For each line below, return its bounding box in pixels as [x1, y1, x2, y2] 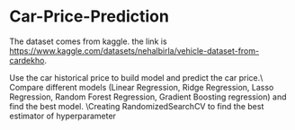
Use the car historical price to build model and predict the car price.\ [9, 72, 264, 82]
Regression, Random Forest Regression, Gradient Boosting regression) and [9, 91, 287, 102]
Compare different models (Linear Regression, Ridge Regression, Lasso [9, 82, 274, 92]
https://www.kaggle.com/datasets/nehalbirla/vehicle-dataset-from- [9, 45, 259, 56]
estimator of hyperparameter [9, 110, 117, 121]
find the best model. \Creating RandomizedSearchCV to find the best [9, 100, 264, 111]
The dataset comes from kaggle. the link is [9, 36, 168, 47]
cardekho [9, 55, 45, 65]
